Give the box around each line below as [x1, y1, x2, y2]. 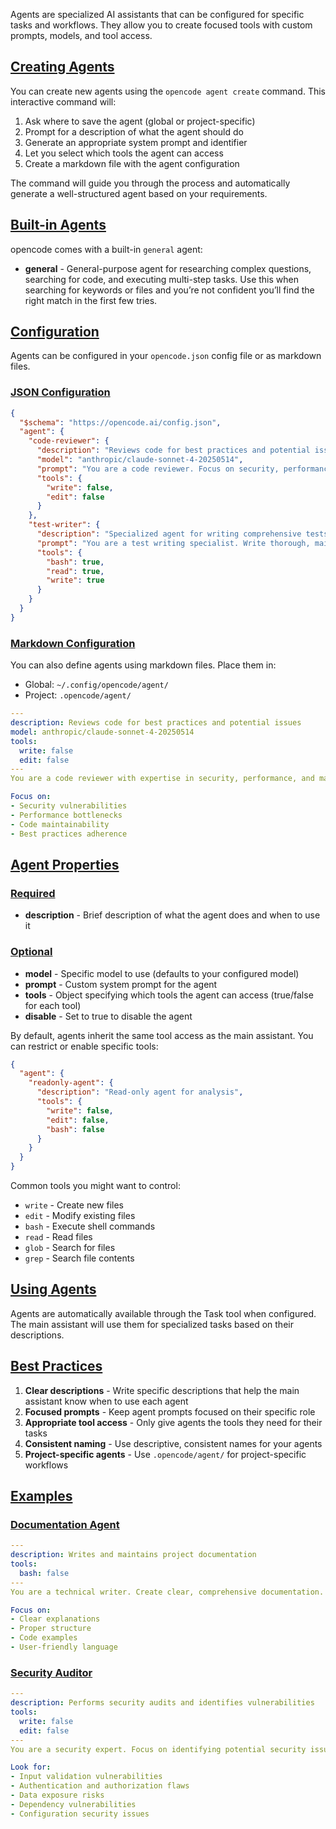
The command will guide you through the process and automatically [10, 177, 291, 189]
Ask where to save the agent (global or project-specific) [24, 115, 256, 127]
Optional [10, 945, 53, 959]
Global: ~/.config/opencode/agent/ [24, 679, 169, 691]
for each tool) [24, 999, 82, 1011]
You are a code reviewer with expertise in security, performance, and [10, 774, 315, 784]
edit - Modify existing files [24, 1210, 136, 1222]
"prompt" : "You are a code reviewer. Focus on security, [36, 464, 280, 474]
